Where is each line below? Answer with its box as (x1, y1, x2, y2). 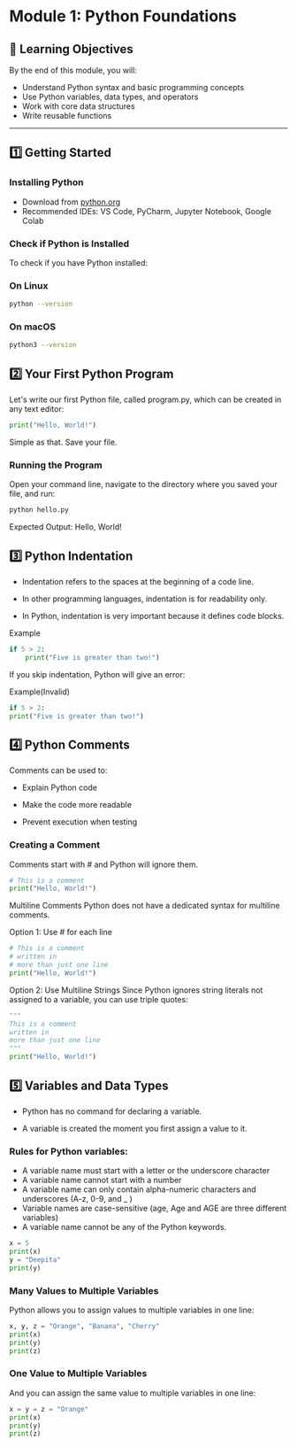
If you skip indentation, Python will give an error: (9, 669, 186, 679)
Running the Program (9, 459, 103, 471)
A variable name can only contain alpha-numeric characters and (21, 1184, 256, 1195)
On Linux (9, 279, 49, 291)
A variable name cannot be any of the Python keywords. (21, 1222, 227, 1233)
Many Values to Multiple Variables (9, 1284, 159, 1296)
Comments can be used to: (9, 765, 108, 776)
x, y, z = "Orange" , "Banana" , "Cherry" (9, 1322, 161, 1331)
